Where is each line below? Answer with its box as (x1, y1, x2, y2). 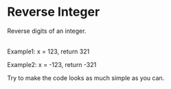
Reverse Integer (7, 4, 100, 20)
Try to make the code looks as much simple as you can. (7, 73, 165, 82)
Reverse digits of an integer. (7, 27, 87, 35)
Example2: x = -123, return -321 (7, 60, 97, 68)
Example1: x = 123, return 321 (7, 47, 90, 55)
